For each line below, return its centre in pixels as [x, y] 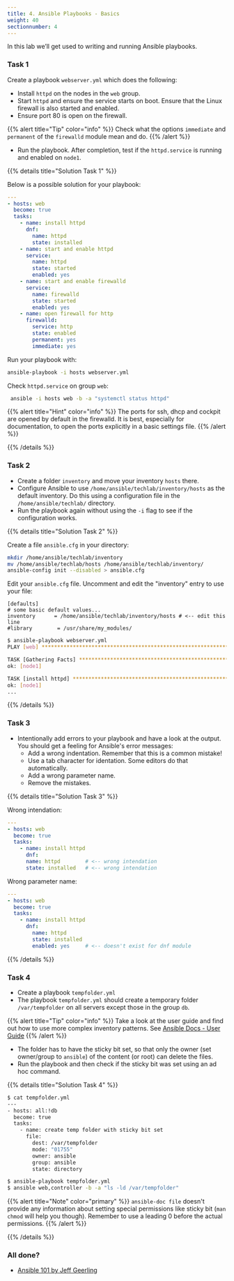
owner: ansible [54, 1156]
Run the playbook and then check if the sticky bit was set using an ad [117, 1063]
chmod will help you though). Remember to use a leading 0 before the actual [115, 1216]
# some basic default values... [54, 610]
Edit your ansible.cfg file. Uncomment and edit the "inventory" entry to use [116, 584]
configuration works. [47, 517]
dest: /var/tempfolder [65, 1143]
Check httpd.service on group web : [58, 386]
